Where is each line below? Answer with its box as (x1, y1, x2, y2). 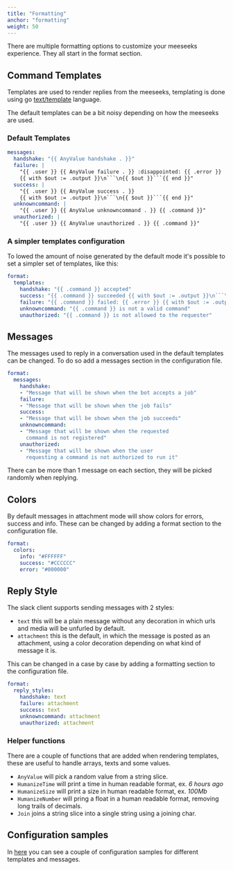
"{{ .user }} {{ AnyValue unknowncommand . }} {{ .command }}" (19, 207, 207, 214)
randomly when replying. (7, 473, 78, 482)
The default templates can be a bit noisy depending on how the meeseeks (7, 109, 219, 117)
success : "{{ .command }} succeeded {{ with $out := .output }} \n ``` (19, 292, 225, 299)
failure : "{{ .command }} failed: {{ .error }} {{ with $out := (19, 299, 209, 306)
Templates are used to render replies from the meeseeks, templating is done (7, 88, 225, 96)
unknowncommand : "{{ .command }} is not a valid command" (19, 305, 191, 312)
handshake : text (19, 694, 67, 701)
